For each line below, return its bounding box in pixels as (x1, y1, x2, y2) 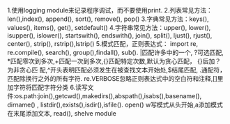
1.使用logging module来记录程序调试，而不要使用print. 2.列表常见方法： (7, 6, 213, 14)
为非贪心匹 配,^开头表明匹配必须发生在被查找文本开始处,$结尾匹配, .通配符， (7, 65, 227, 74)
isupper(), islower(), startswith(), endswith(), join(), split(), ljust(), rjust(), (7, 31, 213, 40)
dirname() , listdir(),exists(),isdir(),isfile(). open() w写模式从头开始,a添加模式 (7, 100, 223, 109)
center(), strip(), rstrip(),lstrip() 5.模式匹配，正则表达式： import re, (7, 40, 199, 47)
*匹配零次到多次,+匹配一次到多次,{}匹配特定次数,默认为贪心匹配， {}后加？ (7, 57, 222, 65)
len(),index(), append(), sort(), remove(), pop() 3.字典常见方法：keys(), (7, 15, 209, 23)
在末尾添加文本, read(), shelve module (7, 109, 116, 117)
